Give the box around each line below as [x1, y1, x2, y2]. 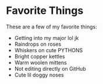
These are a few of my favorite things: [6, 23, 97, 30]
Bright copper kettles [14, 53, 65, 60]
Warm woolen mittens [14, 59, 67, 66]
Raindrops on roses [14, 41, 62, 48]
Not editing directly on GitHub [14, 65, 86, 72]
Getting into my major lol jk [14, 34, 79, 41]
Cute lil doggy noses [14, 71, 64, 78]
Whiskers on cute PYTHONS [14, 46, 83, 53]
